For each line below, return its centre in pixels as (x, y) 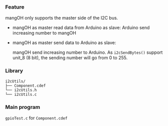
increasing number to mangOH (44, 33)
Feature (15, 7)
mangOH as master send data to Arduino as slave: (64, 43)
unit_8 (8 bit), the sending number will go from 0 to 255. (70, 58)
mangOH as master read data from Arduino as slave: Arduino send (81, 28)
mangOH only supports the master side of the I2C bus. (62, 18)
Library (14, 71)
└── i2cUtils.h (21, 90)
